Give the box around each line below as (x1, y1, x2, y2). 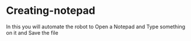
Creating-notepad (6, 4, 95, 17)
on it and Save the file (6, 29, 58, 36)
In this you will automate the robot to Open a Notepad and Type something (6, 23, 186, 30)
